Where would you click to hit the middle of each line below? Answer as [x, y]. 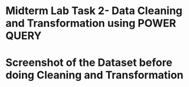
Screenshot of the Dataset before [89, 63]
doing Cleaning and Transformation [94, 75]
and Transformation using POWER [91, 23]
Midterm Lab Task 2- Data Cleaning [94, 11]
